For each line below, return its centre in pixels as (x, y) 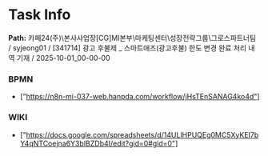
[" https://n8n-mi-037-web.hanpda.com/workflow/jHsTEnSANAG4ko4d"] (140, 97)
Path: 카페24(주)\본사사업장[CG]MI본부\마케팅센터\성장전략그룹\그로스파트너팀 (132, 38)
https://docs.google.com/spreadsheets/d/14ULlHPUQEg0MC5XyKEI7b (142, 134)
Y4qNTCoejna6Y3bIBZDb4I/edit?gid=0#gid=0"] (99, 143)
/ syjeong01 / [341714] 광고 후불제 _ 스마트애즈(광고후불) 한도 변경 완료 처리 (127, 48)
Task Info (40, 15)
